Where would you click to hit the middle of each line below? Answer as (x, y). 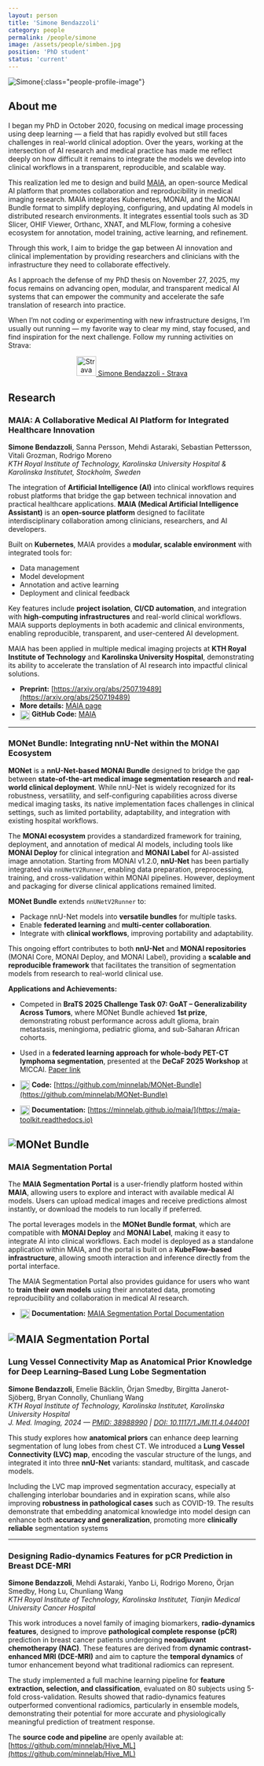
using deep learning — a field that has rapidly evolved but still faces (118, 134)
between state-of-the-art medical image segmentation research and (122, 779)
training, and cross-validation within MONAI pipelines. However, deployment (132, 877)
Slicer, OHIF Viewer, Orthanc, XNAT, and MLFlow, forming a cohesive (120, 224)
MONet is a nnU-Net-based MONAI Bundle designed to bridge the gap (124, 770)
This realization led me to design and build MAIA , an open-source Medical (128, 182)
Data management (49, 568)
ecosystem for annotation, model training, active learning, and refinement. (128, 232)
